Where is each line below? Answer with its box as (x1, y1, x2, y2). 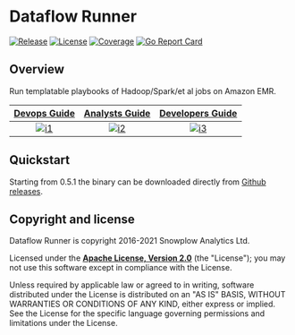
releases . (9, 185, 43, 196)
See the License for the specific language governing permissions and (9, 308, 265, 319)
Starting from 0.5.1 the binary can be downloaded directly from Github (9, 176, 266, 187)
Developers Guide (159, 107, 238, 119)
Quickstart (9, 152, 71, 167)
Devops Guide (13, 107, 76, 119)
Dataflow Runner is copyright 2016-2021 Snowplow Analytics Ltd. (9, 236, 250, 246)
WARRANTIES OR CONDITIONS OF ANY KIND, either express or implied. (9, 298, 275, 310)
